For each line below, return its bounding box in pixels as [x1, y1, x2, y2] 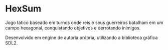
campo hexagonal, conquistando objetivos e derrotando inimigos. [5, 24, 141, 30]
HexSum [5, 3, 42, 14]
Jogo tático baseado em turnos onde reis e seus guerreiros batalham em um [5, 19, 163, 25]
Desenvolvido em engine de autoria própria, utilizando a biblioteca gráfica [5, 34, 158, 40]
